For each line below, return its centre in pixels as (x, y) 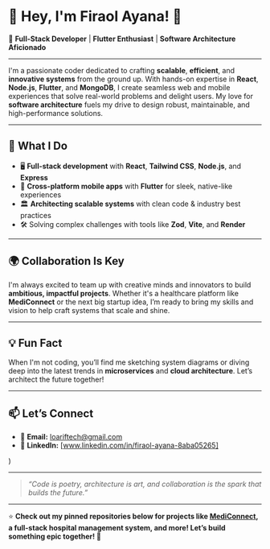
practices (36, 215)
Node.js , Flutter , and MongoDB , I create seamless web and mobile (119, 87)
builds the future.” (58, 493)
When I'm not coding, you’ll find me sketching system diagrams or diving (129, 362)
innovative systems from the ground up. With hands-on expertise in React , (133, 79)
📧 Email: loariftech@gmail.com (71, 437)
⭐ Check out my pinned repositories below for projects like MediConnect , (133, 516)
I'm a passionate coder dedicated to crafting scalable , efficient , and (122, 70)
